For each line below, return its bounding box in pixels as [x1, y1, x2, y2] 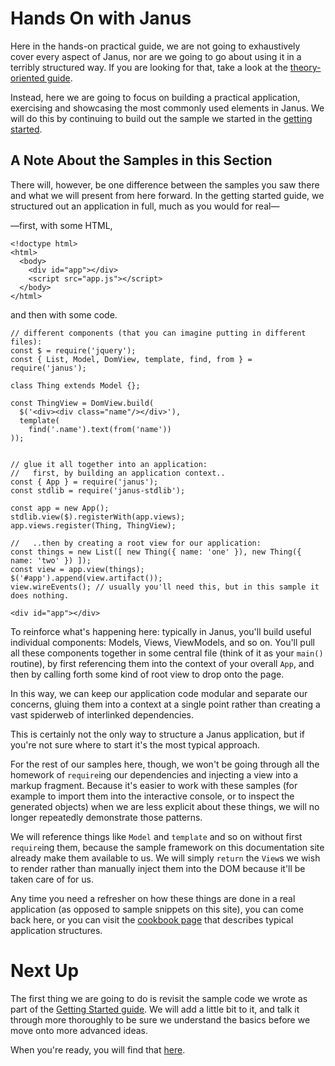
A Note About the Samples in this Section [10, 152, 273, 169]
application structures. [10, 924, 103, 936]
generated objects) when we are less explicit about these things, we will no [10, 800, 320, 812]
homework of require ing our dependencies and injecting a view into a [10, 768, 299, 781]
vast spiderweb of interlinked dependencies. [10, 708, 195, 721]
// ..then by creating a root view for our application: [10, 538, 262, 548]
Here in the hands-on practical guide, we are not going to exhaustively [10, 40, 301, 52]
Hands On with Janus [10, 7, 192, 30]
